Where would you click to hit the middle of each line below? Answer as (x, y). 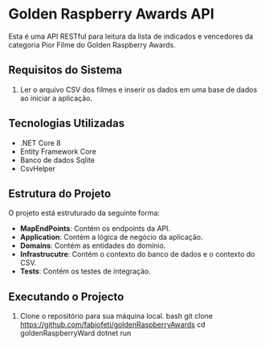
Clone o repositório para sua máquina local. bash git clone (116, 316)
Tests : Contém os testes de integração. (85, 271)
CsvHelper (38, 168)
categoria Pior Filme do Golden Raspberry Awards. (92, 44)
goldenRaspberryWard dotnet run (75, 333)
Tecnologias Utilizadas (67, 124)
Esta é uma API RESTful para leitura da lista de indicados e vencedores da (131, 36)
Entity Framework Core (58, 151)
